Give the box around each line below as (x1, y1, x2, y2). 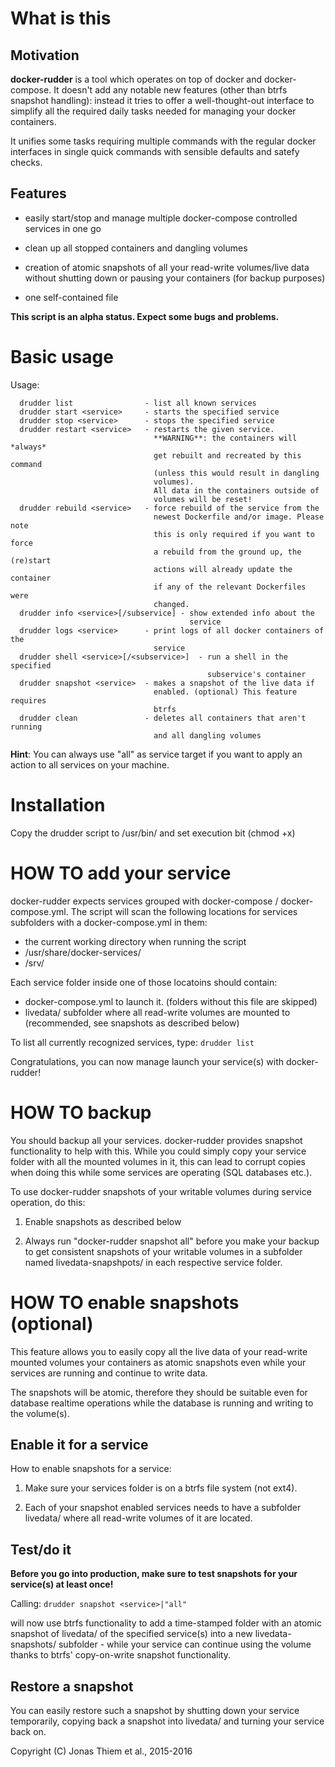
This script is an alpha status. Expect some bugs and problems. (10, 310, 280, 322)
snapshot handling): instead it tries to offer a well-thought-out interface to (10, 95, 315, 106)
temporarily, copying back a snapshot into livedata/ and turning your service (10, 1715, 325, 1727)
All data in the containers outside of (153, 485, 320, 496)
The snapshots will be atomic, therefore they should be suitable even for (10, 1386, 308, 1398)
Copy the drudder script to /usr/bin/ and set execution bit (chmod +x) (10, 827, 296, 839)
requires (10, 695, 47, 706)
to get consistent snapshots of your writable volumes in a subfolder (24, 1245, 303, 1257)
